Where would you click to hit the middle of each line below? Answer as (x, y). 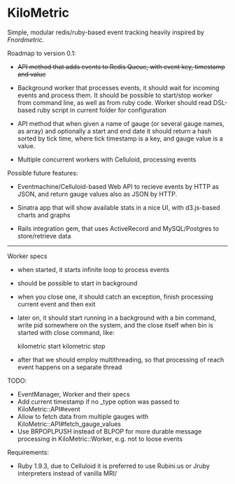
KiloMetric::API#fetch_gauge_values (69, 424)
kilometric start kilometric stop (61, 346)
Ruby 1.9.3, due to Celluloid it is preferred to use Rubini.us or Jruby (113, 466)
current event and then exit (56, 304)
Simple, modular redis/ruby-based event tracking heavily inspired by (106, 32)
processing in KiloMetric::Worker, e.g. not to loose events (100, 439)
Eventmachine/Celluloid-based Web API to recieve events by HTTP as (118, 186)
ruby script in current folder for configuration (102, 110)
